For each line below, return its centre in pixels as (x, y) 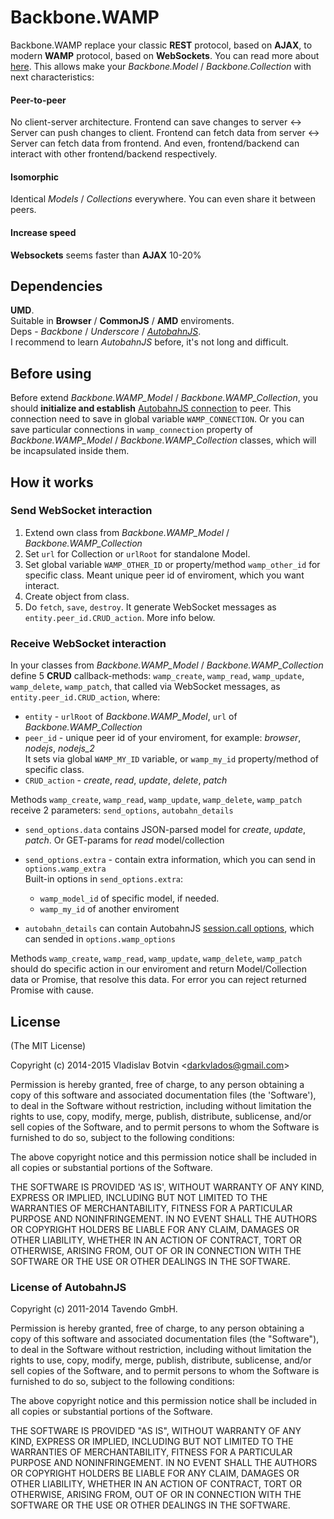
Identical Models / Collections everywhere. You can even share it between (163, 199)
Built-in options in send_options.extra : (104, 879)
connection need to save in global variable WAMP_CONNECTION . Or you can (157, 419)
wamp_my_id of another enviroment (109, 909)
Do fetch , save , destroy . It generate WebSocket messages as (150, 607)
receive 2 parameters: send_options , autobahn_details (122, 810)
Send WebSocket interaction (81, 511)
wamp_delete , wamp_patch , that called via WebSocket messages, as (145, 687)
